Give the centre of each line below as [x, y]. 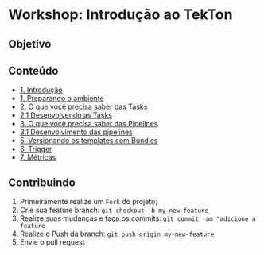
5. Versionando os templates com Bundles [89, 141]
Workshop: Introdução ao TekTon [120, 15]
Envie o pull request [52, 242]
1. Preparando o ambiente [62, 99]
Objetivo [30, 44]
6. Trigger [36, 149]
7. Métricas [38, 157]
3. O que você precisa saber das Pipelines [89, 124]
